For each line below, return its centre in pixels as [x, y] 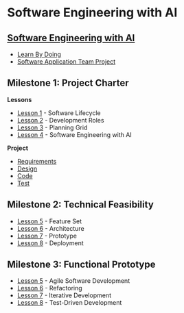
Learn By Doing [39, 54]
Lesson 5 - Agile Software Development [73, 281]
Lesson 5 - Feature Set [49, 221]
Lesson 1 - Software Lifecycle [59, 113]
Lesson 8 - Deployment [50, 243]
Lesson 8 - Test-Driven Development [69, 303]
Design [27, 168]
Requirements [37, 161]
